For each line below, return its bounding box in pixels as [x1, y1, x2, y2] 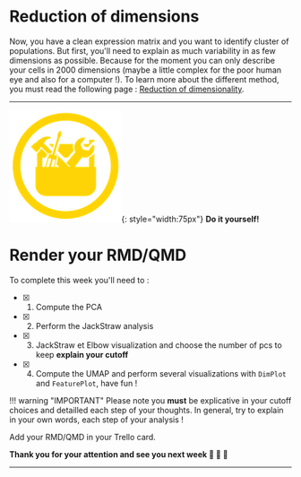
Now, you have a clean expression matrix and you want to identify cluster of [9, 36, 289, 47]
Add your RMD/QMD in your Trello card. [9, 431, 157, 442]
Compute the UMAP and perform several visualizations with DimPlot [35, 368, 287, 378]
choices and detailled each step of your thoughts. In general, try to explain [9, 404, 284, 415]
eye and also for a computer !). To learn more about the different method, [9, 74, 279, 84]
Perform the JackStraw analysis [35, 320, 154, 331]
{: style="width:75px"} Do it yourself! [121, 213, 260, 224]
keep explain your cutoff [35, 349, 129, 360]
